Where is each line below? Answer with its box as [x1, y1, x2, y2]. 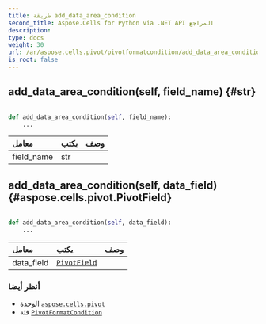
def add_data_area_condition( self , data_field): [8, 219, 172, 227]
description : [8, 26, 51, 34]
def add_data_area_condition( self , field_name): [8, 112, 172, 121]
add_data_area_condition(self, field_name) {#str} [8, 85, 256, 99]
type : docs [8, 33, 44, 42]
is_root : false [8, 56, 59, 64]
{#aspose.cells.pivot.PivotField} [8, 191, 173, 204]
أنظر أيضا [8, 280, 40, 292]
